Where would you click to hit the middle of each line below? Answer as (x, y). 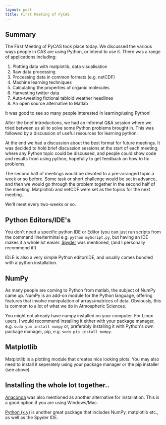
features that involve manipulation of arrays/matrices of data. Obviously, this (83, 300)
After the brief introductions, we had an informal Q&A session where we (79, 123)
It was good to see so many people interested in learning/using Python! (78, 113)
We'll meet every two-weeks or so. (41, 205)
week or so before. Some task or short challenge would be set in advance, (81, 179)
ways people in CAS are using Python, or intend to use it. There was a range (83, 52)
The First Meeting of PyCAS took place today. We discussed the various (79, 46)
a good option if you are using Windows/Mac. (52, 402)
